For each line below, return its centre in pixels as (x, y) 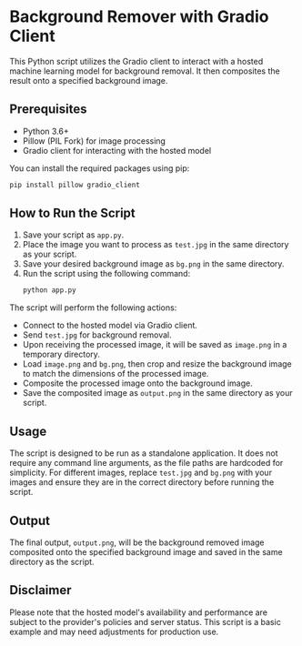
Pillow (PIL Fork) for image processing (94, 141)
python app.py (49, 290)
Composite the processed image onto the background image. (137, 383)
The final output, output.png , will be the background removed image (137, 542)
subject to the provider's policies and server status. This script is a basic (146, 621)
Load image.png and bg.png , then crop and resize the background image (157, 364)
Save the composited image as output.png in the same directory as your (157, 393)
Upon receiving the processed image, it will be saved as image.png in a (155, 345)
